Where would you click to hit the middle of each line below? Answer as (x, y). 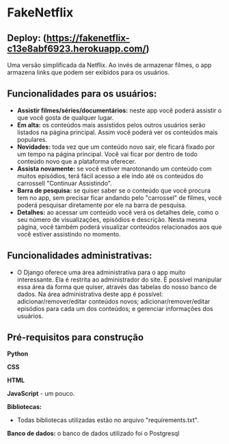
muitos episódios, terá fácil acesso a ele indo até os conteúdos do (110, 175)
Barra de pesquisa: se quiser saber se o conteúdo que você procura (113, 190)
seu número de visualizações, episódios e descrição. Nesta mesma (112, 219)
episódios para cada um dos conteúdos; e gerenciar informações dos (115, 308)
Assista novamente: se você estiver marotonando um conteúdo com (114, 169)
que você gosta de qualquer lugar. (65, 117)
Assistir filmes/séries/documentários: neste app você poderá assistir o (119, 110)
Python (18, 354)
